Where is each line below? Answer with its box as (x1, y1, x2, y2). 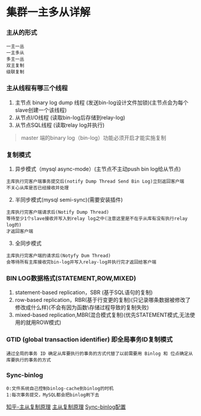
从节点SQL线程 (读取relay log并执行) (14, 121, 105, 128)
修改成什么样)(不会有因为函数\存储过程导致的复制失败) (14, 304, 149, 311)
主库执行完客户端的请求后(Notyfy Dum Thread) (6, 253, 111, 259)
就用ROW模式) (25, 319, 62, 326)
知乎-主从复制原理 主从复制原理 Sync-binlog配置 (6, 403, 126, 410)
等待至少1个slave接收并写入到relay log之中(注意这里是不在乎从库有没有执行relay (6, 216, 188, 222)
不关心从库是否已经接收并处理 (6, 185, 69, 191)
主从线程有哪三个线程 (6, 84, 68, 92)
